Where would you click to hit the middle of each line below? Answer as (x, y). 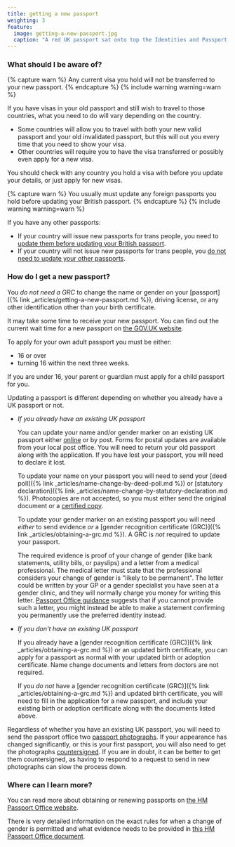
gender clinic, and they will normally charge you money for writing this (119, 593)
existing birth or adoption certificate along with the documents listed (116, 708)
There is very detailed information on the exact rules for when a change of (115, 821)
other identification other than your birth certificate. (82, 307)
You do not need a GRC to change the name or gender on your (98, 292)
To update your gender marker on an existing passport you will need (116, 519)
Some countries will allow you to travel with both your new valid (109, 129)
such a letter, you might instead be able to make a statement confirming (121, 607)
